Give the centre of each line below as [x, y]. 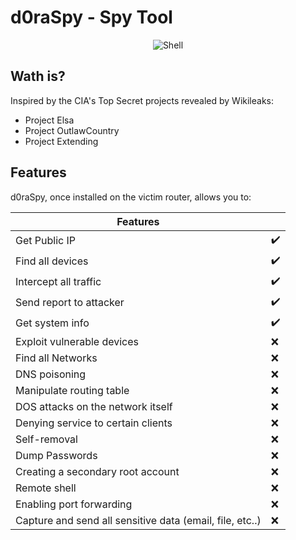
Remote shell [46, 488]
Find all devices [52, 261]
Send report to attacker [70, 303]
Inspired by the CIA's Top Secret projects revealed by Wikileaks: [142, 100]
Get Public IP [45, 241]
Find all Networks [56, 358]
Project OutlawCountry [72, 130]
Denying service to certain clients [94, 423]
